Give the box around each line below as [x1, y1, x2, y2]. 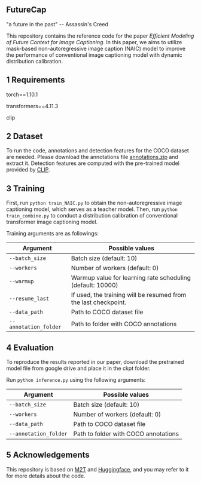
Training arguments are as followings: [6, 230, 99, 237]
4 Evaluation [6, 342, 54, 353]
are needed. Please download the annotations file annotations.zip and [6, 154, 178, 161]
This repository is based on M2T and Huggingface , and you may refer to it [6, 465, 189, 473]
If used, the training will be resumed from [71, 291, 187, 299]
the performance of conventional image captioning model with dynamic [6, 51, 182, 59]
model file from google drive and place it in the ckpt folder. [6, 364, 151, 372]
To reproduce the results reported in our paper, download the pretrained [6, 359, 184, 366]
